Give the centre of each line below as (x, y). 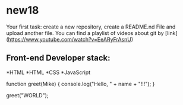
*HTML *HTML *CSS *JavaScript (48, 72)
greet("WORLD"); (27, 95)
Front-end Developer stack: (59, 58)
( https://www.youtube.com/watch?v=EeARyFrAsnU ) (70, 39)
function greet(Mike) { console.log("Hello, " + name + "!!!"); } (81, 84)
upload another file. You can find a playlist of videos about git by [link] (92, 33)
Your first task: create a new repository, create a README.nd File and (91, 27)
